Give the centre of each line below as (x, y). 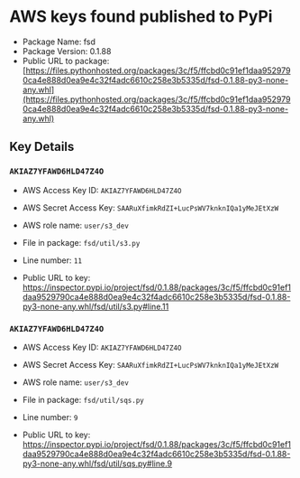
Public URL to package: (66, 61)
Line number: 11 (52, 260)
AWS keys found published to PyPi (141, 17)
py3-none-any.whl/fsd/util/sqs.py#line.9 (97, 464)
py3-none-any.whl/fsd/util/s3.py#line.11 (95, 306)
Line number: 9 (50, 417)
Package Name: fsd (59, 42)
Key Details (42, 147)
